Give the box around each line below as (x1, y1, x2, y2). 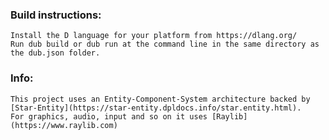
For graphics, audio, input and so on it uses (10, 111, 208, 122)
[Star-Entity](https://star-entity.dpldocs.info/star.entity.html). (10, 103, 302, 113)
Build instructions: (10, 8, 102, 22)
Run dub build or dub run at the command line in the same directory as (10, 39, 320, 50)
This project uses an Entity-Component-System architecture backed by (10, 94, 311, 104)
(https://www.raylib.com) (10, 120, 118, 130)
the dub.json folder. (10, 48, 101, 58)
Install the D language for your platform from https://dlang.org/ (10, 31, 298, 41)
